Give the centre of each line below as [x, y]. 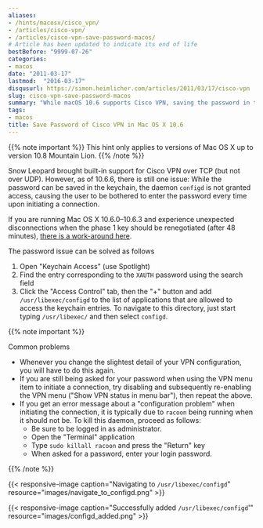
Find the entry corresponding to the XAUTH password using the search [131, 275]
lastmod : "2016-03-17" [47, 81]
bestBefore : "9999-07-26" [50, 52]
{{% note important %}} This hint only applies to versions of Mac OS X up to [131, 147]
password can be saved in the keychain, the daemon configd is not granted [130, 187]
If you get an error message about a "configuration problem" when [127, 403]
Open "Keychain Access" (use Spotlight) [85, 266]
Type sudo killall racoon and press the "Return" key [118, 445]
